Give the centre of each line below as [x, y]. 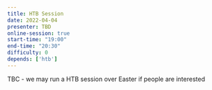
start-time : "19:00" [37, 40]
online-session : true [39, 33]
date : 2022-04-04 [32, 20]
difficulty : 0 [28, 53]
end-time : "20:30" [34, 46]
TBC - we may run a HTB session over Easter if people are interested [106, 79]
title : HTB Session [36, 14]
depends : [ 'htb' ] [32, 59]
